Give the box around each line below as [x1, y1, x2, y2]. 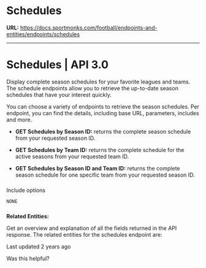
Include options [6, 186, 46, 194]
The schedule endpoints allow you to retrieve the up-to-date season [6, 84, 179, 92]
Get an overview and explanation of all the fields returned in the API [6, 224, 177, 232]
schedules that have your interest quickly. [6, 91, 112, 98]
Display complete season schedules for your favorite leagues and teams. [6, 78, 191, 85]
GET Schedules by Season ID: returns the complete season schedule [15, 128, 191, 135]
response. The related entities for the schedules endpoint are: [6, 231, 162, 238]
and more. [6, 116, 32, 123]
